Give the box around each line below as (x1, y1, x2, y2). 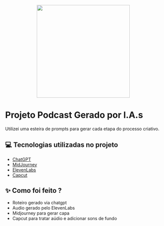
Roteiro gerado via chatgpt (12, 199, 67, 205)
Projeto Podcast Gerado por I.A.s (5, 109, 143, 121)
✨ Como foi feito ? (5, 186, 62, 195)
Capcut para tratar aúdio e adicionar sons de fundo (12, 215, 117, 221)
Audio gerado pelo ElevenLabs (12, 205, 75, 211)
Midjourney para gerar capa (12, 210, 70, 216)
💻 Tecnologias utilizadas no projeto (5, 141, 118, 149)
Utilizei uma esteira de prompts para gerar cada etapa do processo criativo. (5, 126, 160, 132)
